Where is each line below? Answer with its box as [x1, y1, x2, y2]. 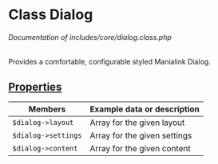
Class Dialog [8, 6, 93, 24]
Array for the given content [89, 143, 191, 154]
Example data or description [89, 103, 200, 115]
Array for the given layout [89, 117, 185, 128]
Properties [8, 80, 62, 93]
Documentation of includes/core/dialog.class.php [8, 32, 172, 41]
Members [28, 103, 66, 115]
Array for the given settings [89, 130, 192, 141]
